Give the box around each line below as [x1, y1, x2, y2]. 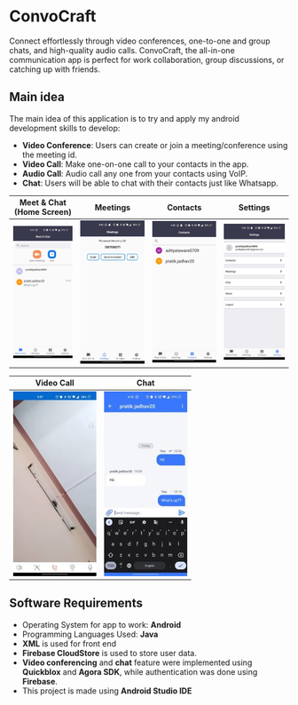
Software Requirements [9, 596, 144, 611]
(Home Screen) [14, 207, 73, 218]
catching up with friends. [9, 64, 100, 75]
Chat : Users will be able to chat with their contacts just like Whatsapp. [21, 178, 279, 188]
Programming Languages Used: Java [21, 629, 159, 639]
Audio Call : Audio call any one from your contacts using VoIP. [21, 168, 248, 178]
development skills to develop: [9, 123, 121, 133]
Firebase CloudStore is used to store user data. [21, 647, 197, 658]
